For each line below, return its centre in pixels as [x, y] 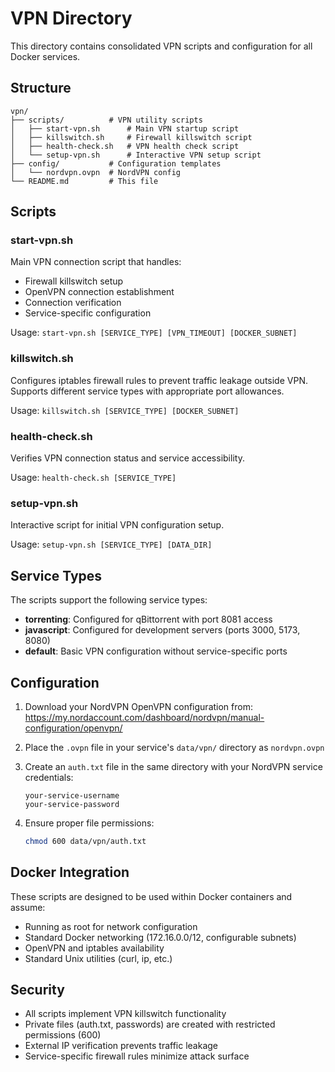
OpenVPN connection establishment [99, 292]
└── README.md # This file [84, 181]
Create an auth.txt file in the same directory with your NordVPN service [173, 766]
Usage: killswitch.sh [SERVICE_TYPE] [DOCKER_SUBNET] [125, 410]
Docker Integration [70, 872]
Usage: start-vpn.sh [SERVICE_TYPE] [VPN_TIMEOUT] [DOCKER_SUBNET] [154, 333]
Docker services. [45, 56]
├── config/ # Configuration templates [116, 163]
